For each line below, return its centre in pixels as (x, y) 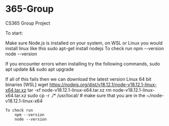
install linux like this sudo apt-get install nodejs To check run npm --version (84, 48)
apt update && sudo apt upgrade (40, 69)
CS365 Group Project (28, 23)
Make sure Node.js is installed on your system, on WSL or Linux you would (84, 43)
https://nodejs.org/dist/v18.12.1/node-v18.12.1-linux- (103, 85)
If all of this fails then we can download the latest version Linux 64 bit (78, 79)
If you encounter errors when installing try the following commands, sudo (83, 64)
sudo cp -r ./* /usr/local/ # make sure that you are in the (86, 95)
